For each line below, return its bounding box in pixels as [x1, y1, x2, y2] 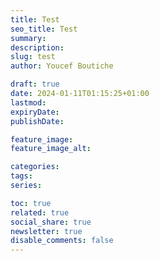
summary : [10, 33, 47, 43]
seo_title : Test [10, 24, 78, 34]
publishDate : [10, 116, 65, 126]
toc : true [10, 198, 52, 208]
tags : [10, 171, 33, 181]
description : [10, 42, 65, 53]
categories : [10, 162, 60, 172]
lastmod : [10, 97, 47, 108]
